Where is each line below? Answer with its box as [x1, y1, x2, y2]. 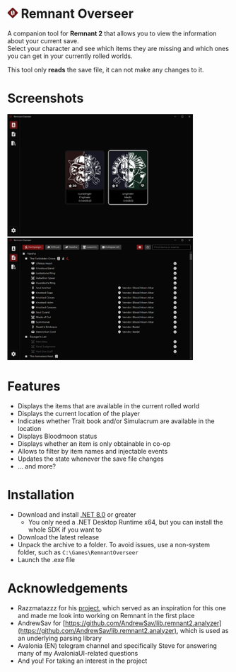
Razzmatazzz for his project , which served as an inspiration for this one [17, 603, 226, 612]
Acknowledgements [7, 581, 129, 596]
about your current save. [7, 36, 79, 45]
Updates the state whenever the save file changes [17, 454, 164, 463]
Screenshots [7, 91, 84, 106]
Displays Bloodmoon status [17, 432, 98, 440]
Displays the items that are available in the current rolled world [17, 401, 200, 410]
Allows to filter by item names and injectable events [17, 447, 168, 455]
